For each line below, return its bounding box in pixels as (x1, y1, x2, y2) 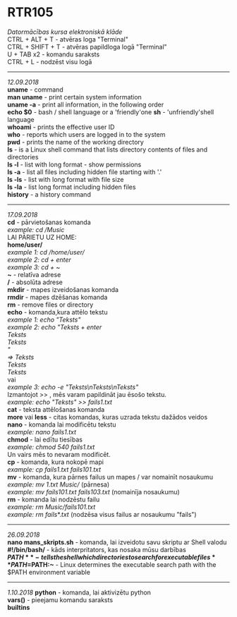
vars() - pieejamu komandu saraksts (7, 595, 114, 604)
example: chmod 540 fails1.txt (7, 442, 95, 451)
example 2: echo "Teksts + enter (7, 322, 102, 331)
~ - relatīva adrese (7, 270, 61, 279)
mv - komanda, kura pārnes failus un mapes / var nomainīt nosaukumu (7, 472, 214, 481)
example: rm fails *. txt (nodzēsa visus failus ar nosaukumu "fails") (7, 510, 197, 518)
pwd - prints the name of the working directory (7, 138, 145, 146)
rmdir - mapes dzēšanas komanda (7, 293, 108, 301)
